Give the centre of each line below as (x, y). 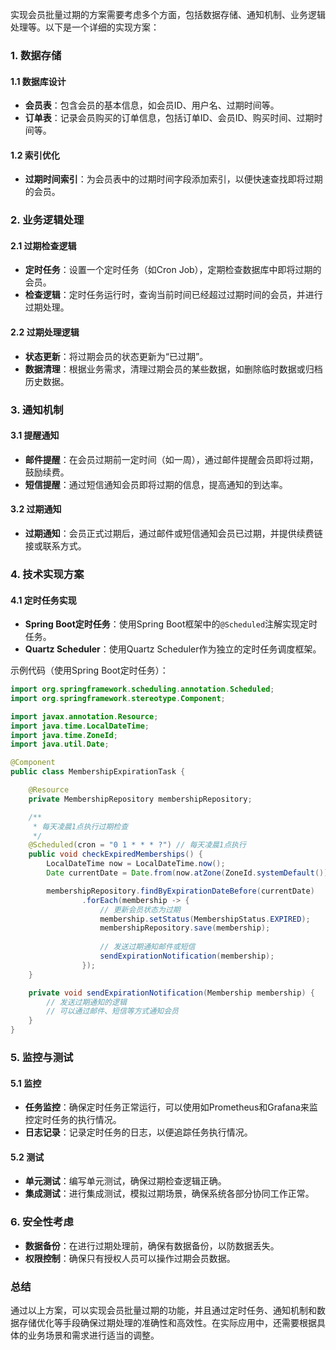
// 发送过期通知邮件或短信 (147, 947)
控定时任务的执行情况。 (73, 1120)
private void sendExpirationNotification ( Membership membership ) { (171, 993)
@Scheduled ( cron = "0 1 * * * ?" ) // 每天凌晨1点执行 (137, 845)
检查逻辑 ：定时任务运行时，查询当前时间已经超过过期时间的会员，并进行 (173, 295)
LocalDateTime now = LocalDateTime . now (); (136, 864)
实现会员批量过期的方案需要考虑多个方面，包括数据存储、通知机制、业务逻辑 (168, 14)
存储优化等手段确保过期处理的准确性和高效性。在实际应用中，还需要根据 (167, 1323)
